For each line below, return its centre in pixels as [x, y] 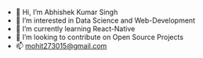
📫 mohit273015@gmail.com [61, 46]
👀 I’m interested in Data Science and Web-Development [105, 20]
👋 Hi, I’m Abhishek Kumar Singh [67, 12]
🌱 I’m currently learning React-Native [75, 29]
